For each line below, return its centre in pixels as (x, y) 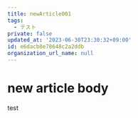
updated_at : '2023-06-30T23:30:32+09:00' (70, 40)
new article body (58, 88)
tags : (15, 20)
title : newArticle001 (39, 14)
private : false (30, 34)
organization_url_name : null (51, 54)
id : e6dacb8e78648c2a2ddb (46, 47)
